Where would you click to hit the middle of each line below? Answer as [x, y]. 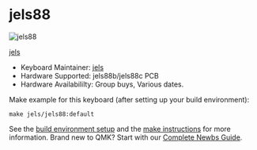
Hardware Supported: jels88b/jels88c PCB [89, 75]
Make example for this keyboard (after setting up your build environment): [129, 99]
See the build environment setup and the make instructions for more [120, 129]
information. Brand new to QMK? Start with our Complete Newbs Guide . [126, 137]
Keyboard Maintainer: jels [62, 67]
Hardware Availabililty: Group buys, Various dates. [102, 84]
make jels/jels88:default [51, 114]
